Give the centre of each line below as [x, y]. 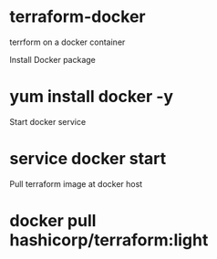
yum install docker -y [92, 97]
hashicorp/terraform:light [109, 240]
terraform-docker [77, 17]
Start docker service [48, 121]
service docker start [88, 159]
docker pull [53, 221]
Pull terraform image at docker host [76, 183]
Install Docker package [52, 59]
